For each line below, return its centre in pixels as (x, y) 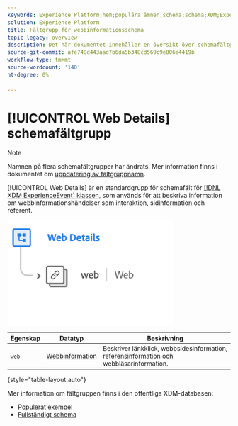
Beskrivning (165, 338)
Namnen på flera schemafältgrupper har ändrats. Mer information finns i (113, 167)
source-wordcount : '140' (44, 67)
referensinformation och (138, 356)
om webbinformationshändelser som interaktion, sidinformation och (106, 203)
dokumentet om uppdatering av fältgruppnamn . (76, 174)
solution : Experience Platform (53, 22)
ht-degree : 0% (28, 74)
